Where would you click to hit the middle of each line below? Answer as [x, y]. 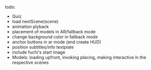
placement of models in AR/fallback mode [54, 32]
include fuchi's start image [38, 52]
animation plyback [30, 27]
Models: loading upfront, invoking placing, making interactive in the [79, 57]
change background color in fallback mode [55, 37]
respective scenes [30, 63]
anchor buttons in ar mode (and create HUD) [57, 42]
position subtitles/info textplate [43, 47]
